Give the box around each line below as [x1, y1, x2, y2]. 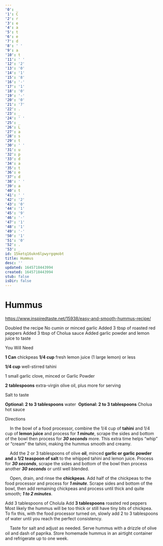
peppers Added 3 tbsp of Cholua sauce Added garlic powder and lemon [5, 330, 150, 336]
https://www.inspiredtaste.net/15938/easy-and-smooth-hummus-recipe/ [5, 316, 151, 322]
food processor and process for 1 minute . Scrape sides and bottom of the [5, 480, 153, 487]
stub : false [5, 274, 29, 279]
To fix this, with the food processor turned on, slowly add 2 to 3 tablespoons [5, 510, 158, 516]
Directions [5, 416, 26, 422]
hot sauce [5, 407, 25, 413]
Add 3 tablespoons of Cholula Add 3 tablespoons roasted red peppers [5, 500, 147, 506]
